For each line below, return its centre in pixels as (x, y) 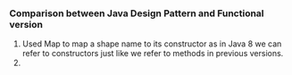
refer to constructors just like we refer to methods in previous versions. (153, 54)
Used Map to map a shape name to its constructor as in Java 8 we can (152, 44)
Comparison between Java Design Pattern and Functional (137, 13)
